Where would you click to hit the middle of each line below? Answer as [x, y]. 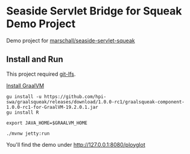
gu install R [23, 112]
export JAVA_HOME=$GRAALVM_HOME [47, 123]
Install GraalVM [25, 85]
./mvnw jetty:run [28, 134]
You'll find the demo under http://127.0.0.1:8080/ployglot [76, 144]
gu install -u [24, 97]
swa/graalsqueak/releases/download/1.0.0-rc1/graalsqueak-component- [96, 102]
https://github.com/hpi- [75, 97]
